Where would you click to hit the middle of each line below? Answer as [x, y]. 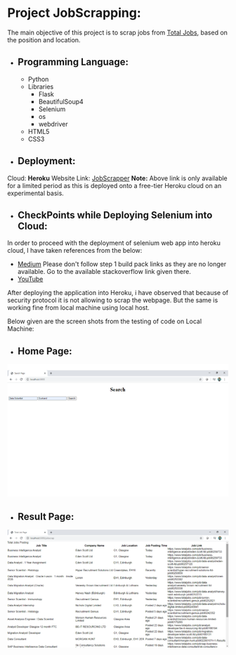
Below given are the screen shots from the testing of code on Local [105, 321]
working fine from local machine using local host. [78, 308]
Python [38, 79]
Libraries [41, 87]
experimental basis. [36, 193]
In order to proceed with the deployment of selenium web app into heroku [114, 243]
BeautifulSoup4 [61, 101]
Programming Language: [73, 62]
